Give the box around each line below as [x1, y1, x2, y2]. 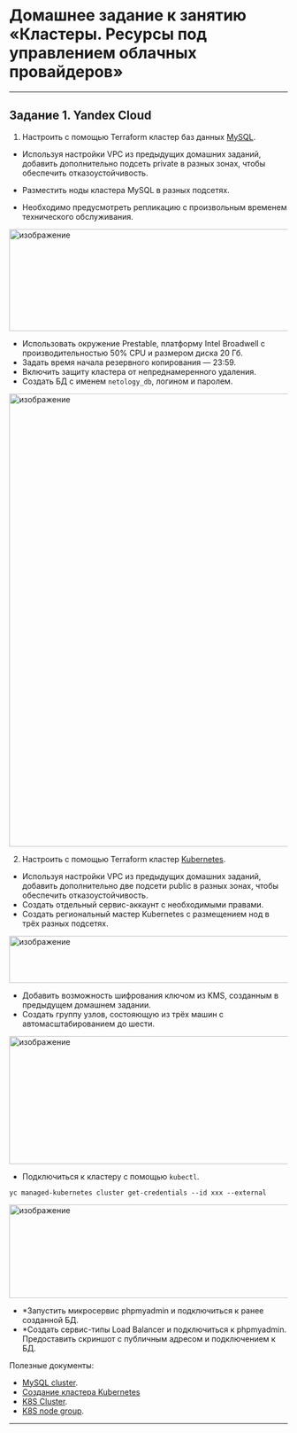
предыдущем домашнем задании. [21, 999, 152, 1010]
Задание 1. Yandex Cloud [9, 108, 152, 123]
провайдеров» [9, 62, 124, 82]
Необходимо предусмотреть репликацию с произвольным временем [21, 201, 287, 213]
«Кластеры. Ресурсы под [9, 24, 208, 44]
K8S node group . [21, 1406, 85, 1416]
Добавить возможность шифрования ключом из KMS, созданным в [21, 990, 279, 1001]
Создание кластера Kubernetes [21, 1386, 141, 1397]
